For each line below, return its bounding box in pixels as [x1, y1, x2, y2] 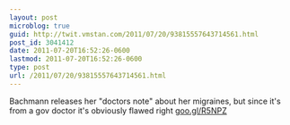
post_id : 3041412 [9, 37, 75, 47]
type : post [9, 63, 50, 72]
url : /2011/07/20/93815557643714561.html [9, 71, 167, 80]
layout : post [9, 12, 58, 22]
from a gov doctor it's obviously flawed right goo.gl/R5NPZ [9, 104, 227, 116]
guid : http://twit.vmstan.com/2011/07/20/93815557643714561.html [9, 29, 259, 38]
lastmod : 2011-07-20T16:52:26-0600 [9, 54, 143, 63]
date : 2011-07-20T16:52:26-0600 [9, 46, 130, 55]
